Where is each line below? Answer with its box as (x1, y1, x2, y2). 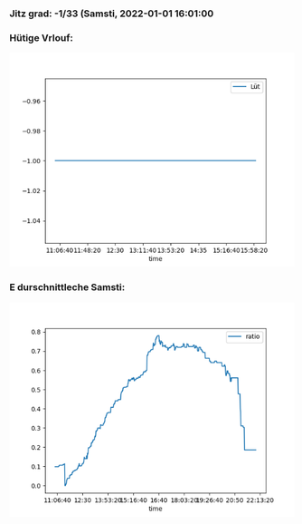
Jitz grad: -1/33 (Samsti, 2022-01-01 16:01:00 (9, 7, 214, 20)
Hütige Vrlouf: (9, 31, 74, 44)
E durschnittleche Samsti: (9, 281, 126, 294)
